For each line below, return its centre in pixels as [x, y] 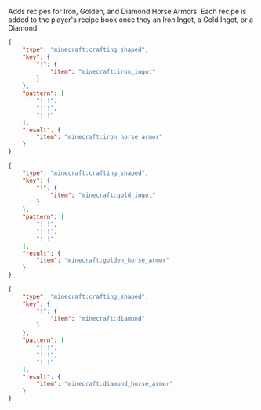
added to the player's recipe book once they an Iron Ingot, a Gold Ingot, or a [130, 20]
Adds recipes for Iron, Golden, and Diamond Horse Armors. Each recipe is [127, 11]
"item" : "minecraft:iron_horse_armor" [100, 137]
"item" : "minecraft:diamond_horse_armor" [105, 384]
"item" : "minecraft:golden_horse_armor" [103, 261]
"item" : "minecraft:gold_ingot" [103, 195]
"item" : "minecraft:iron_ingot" [103, 71]
